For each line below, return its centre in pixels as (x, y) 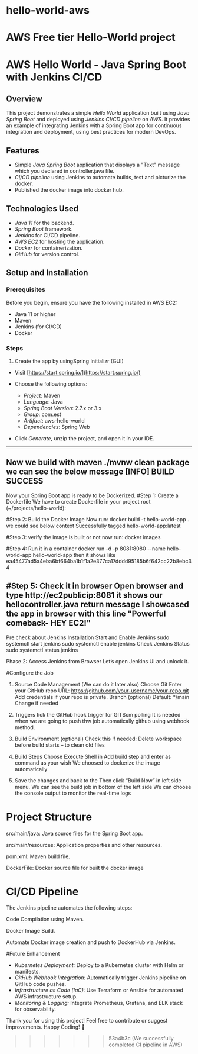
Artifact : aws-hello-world (54, 420)
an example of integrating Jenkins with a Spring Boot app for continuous (94, 125)
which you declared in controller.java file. (65, 171)
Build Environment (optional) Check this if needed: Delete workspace (98, 739)
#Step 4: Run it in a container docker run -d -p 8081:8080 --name (86, 549)
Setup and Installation (47, 273)
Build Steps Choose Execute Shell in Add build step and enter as (93, 756)
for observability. (35, 1009)
